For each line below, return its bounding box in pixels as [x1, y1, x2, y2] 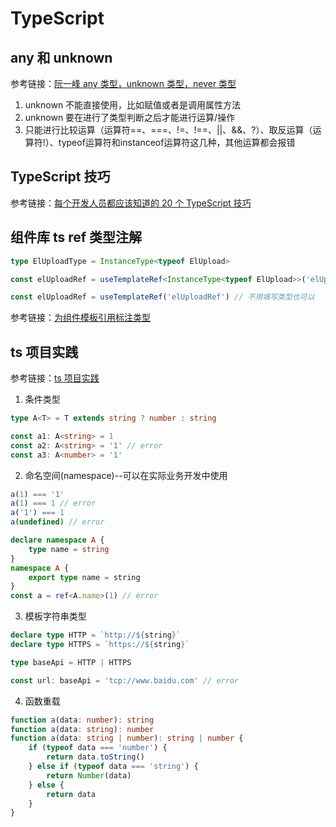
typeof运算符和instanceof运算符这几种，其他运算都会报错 [58, 137, 296, 148]
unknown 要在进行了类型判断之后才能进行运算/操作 [24, 112, 236, 123]
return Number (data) [46, 770, 132, 781]
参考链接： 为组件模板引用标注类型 [10, 312, 151, 324]
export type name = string [28, 572, 141, 582]
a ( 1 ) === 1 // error [10, 498, 97, 509]
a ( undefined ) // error [10, 517, 105, 527]
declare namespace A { [10, 535, 105, 546]
